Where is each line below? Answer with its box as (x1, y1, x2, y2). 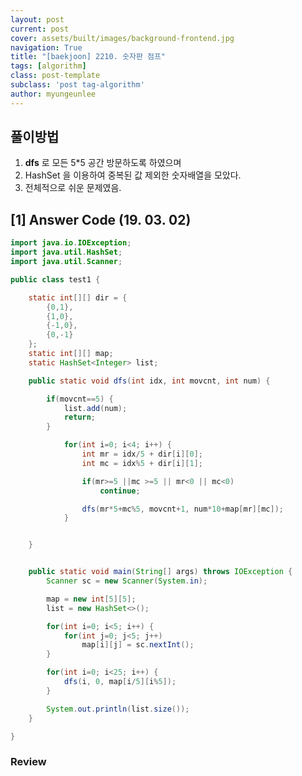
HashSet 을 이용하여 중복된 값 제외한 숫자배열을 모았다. (24, 169, 242, 181)
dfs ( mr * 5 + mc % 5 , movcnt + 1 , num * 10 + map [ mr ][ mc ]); (81, 504, 284, 514)
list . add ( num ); (63, 403, 128, 413)
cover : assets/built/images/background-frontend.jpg (10, 33, 235, 43)
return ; (63, 412, 97, 423)
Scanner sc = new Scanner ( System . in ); (46, 576, 208, 586)
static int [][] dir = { (28, 292, 128, 303)
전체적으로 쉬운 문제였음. (24, 182, 122, 194)
